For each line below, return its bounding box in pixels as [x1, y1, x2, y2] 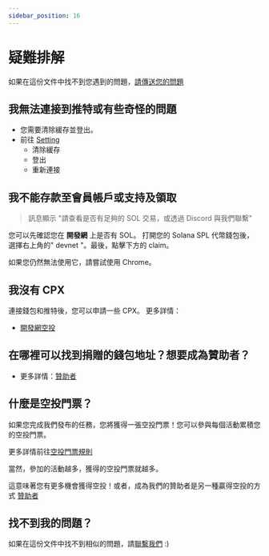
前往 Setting [19, 135, 60, 145]
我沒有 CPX [8, 283, 66, 297]
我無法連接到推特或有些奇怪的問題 [8, 102, 177, 116]
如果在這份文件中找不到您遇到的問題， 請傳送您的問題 [8, 77, 184, 86]
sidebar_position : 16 [8, 11, 81, 20]
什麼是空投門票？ [8, 397, 93, 410]
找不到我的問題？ [8, 517, 93, 530]
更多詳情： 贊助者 [19, 371, 77, 381]
